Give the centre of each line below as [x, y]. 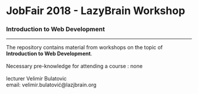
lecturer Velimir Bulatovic [37, 79]
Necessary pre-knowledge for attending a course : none [75, 66]
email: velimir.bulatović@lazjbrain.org [51, 85]
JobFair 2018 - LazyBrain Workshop [96, 11]
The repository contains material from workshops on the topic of [85, 48]
